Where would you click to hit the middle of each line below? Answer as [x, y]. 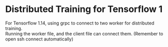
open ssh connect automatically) [39, 39]
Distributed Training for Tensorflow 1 [84, 9]
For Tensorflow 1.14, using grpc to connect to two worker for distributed [80, 23]
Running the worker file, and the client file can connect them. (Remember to [84, 33]
